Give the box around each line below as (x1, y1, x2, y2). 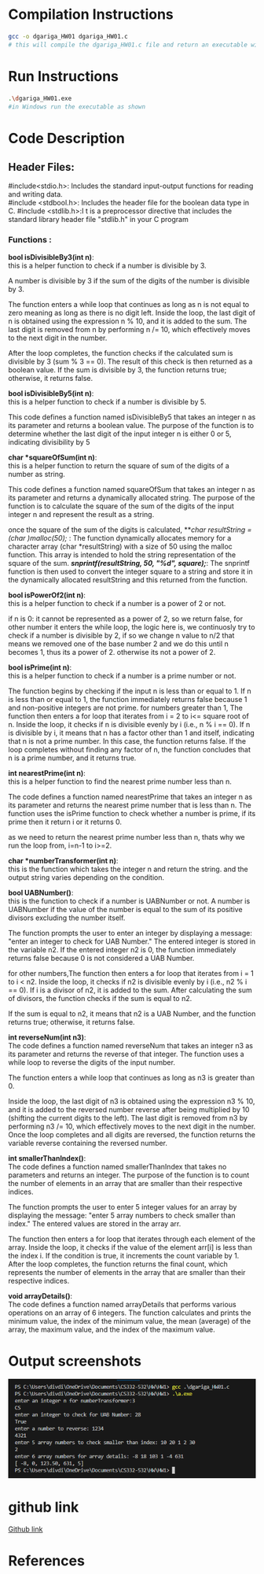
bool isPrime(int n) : (8, 663, 72, 672)
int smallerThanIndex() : (8, 1153, 86, 1162)
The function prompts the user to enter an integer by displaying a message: (8, 928, 253, 937)
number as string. (8, 469, 65, 478)
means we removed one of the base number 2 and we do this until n (8, 639, 229, 648)
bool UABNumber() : (8, 888, 74, 897)
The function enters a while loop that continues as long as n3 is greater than (8, 1073, 255, 1082)
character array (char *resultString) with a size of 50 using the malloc (8, 541, 233, 551)
